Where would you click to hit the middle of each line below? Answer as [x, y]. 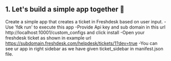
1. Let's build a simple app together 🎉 [65, 9]
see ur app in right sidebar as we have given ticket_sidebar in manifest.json [84, 48]
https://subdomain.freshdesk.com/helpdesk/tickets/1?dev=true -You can [81, 43]
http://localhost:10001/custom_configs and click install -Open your [75, 32]
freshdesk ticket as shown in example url [48, 38]
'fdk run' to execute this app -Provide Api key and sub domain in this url [90, 27]
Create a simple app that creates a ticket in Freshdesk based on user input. [84, 21]
